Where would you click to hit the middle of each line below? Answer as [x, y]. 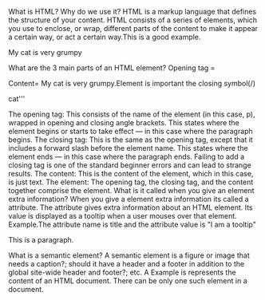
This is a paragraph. [41, 240]
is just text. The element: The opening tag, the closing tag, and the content [131, 182]
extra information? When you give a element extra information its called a [129, 199]
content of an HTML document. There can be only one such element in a [128, 281]
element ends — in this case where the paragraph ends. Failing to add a [127, 156]
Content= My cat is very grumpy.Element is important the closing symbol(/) [132, 83]
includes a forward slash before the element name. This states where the [129, 148]
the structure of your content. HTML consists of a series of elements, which [133, 20]
